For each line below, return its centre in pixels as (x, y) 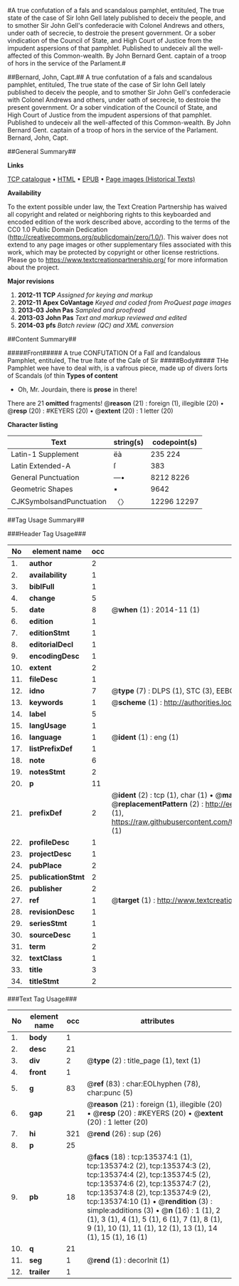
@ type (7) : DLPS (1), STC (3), (163, 691)
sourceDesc (50, 935)
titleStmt (44, 981)
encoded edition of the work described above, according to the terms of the (119, 222)
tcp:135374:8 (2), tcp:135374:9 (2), (149, 1192)
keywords (47, 703)
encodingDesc (54, 656)
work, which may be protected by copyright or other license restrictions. (113, 252)
